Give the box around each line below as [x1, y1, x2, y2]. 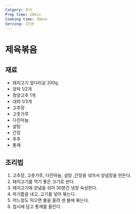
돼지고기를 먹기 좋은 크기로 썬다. [12, 179, 75, 185]
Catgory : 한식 [5, 7, 32, 12]
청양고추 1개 [12, 92, 36, 98]
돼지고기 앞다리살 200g [12, 80, 58, 86]
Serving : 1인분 [5, 21, 35, 26]
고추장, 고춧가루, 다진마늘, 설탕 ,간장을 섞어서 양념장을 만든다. [12, 173, 132, 179]
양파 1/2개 [12, 86, 32, 92]
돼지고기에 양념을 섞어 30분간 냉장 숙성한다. [12, 185, 98, 191]
